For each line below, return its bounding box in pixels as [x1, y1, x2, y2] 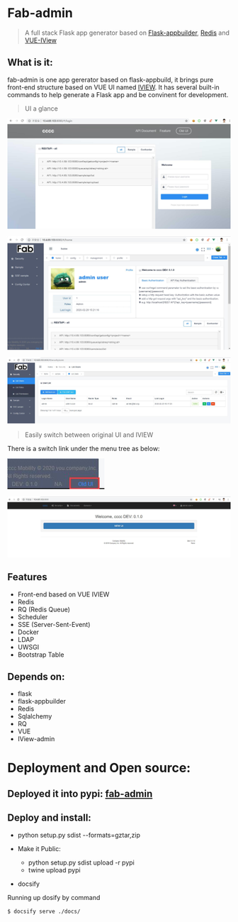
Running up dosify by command [7, 893, 101, 901]
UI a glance [24, 104, 58, 113]
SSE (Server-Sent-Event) [17, 620, 91, 628]
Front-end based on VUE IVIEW [17, 590, 110, 599]
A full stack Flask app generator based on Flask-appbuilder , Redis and [24, 28, 230, 37]
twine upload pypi [28, 865, 81, 874]
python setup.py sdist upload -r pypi [28, 858, 135, 867]
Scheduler [17, 612, 48, 621]
